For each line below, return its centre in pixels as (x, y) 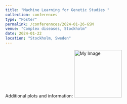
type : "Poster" (21, 19)
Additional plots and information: (39, 96)
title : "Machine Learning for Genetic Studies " (57, 10)
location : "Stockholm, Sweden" (38, 39)
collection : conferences (31, 15)
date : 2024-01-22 (24, 33)
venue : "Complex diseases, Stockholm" (46, 29)
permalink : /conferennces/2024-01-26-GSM (50, 24)
